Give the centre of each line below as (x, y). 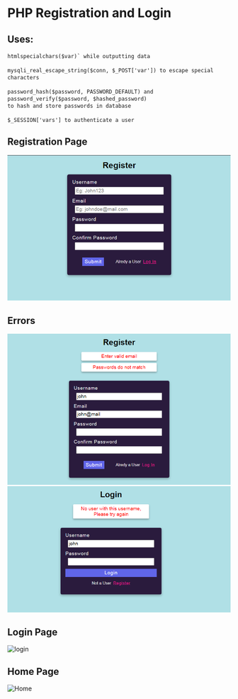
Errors (21, 320)
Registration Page (47, 142)
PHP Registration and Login (89, 13)
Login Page (33, 632)
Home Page (33, 671)
